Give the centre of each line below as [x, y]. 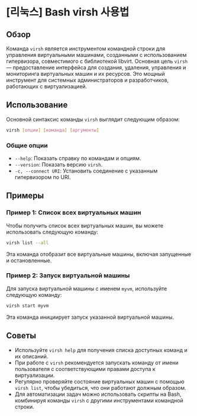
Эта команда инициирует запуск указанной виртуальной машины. [90, 317]
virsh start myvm [28, 306]
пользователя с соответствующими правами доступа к [85, 369]
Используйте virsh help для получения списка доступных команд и [101, 350]
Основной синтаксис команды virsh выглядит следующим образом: [93, 119]
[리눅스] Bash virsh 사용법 [68, 12]
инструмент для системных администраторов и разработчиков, [88, 80]
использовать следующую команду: [52, 232]
